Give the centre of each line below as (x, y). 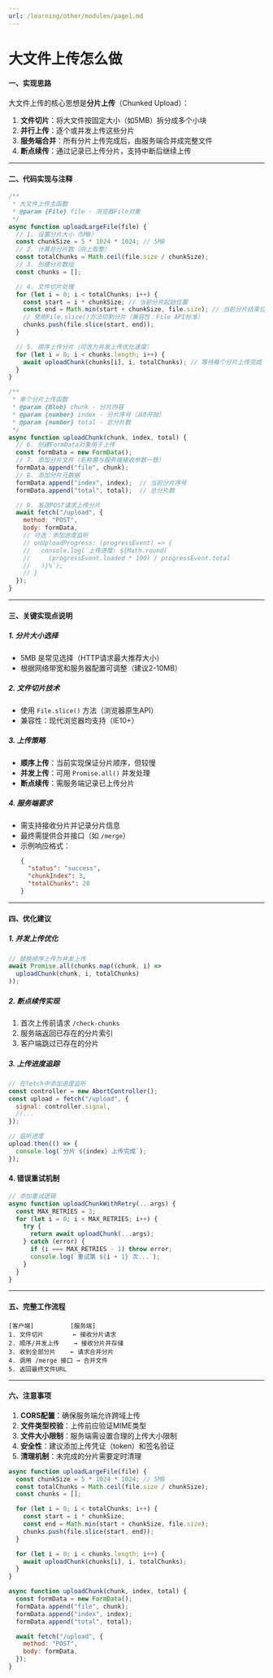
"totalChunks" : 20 (59, 884)
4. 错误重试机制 (34, 1179)
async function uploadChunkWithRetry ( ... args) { (92, 1204)
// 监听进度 (26, 1136)
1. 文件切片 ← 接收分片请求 (62, 1334)
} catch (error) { (54, 1242)
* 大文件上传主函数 (40, 204)
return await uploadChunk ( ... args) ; (92, 1234)
